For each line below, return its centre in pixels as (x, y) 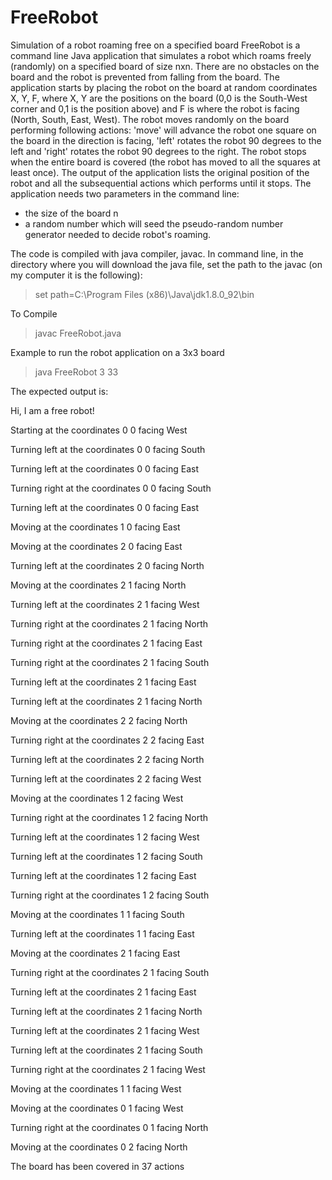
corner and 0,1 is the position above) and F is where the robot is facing (155, 108)
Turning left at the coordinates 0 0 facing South (108, 449)
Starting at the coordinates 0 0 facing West (99, 430)
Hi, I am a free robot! (52, 410)
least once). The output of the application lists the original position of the (160, 172)
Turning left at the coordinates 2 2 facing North (107, 759)
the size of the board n (71, 213)
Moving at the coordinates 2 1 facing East (95, 953)
